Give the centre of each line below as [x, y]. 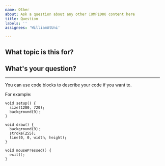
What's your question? [41, 68]
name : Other [17, 10]
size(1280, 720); [27, 108]
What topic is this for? [40, 52]
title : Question [22, 19]
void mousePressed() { [28, 151]
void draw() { [20, 125]
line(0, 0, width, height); [38, 138]
